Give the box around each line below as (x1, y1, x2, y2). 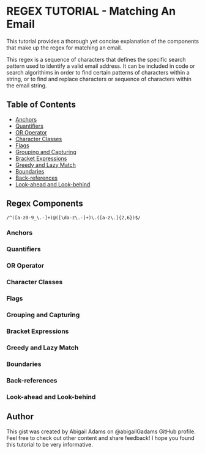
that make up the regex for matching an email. (6, 44, 122, 51)
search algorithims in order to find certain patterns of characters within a (6, 68, 190, 76)
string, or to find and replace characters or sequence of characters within (6, 75, 192, 82)
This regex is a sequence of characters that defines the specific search (6, 56, 186, 63)
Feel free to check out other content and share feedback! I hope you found (6, 434, 195, 441)
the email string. (6, 81, 47, 89)
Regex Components (6, 199, 84, 209)
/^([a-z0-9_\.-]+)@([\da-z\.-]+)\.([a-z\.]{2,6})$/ (6, 214, 141, 221)
